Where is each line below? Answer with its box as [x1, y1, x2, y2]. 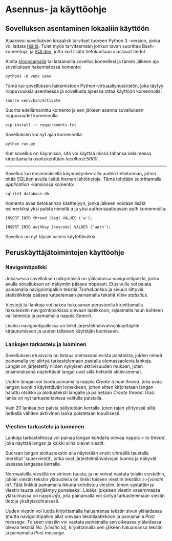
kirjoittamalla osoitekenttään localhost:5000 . [5, 156, 100, 162]
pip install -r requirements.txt [5, 122, 77, 128]
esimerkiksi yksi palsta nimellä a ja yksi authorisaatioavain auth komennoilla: [5, 206, 166, 212]
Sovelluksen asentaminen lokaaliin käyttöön [5, 24, 149, 33]
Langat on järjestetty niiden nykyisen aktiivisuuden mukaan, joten [5, 363, 143, 369]
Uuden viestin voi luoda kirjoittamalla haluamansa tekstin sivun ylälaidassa [5, 508, 162, 514]
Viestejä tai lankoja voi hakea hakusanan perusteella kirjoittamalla [5, 301, 143, 308]
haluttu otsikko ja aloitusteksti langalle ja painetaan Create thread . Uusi [5, 389, 155, 396]
